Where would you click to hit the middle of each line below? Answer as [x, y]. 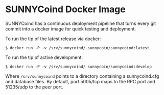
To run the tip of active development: [44, 57]
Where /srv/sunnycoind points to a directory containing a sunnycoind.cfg [82, 76]
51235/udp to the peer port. [34, 87]
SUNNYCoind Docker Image [66, 9]
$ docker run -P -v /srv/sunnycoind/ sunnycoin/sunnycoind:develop [79, 67]
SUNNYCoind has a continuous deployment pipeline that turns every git [81, 23]
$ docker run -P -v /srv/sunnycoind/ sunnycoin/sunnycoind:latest [77, 48]
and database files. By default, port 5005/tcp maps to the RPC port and [80, 81]
